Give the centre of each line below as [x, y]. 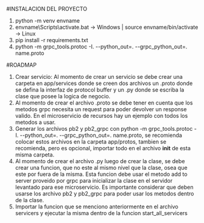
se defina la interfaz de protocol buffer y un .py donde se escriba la [100, 90]
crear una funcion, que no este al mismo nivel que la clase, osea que [101, 168]
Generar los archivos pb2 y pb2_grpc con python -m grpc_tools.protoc [104, 129]
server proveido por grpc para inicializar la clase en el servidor [94, 181]
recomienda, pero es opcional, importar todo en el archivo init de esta [103, 148]
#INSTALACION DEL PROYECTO [47, 9]
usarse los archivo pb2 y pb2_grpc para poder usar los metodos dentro [104, 194]
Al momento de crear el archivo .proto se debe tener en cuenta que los [104, 103]
